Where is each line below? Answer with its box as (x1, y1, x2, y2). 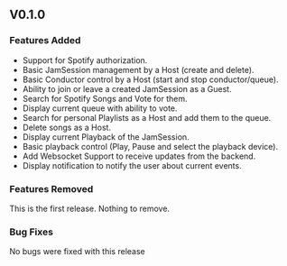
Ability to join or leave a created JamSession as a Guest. (22, 83, 232, 94)
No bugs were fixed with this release (9, 246, 146, 257)
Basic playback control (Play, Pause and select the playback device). (22, 141, 279, 151)
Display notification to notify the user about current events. (22, 160, 242, 170)
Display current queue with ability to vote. (22, 103, 178, 114)
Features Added (9, 34, 81, 47)
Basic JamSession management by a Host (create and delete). (22, 64, 255, 75)
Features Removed (9, 182, 94, 195)
